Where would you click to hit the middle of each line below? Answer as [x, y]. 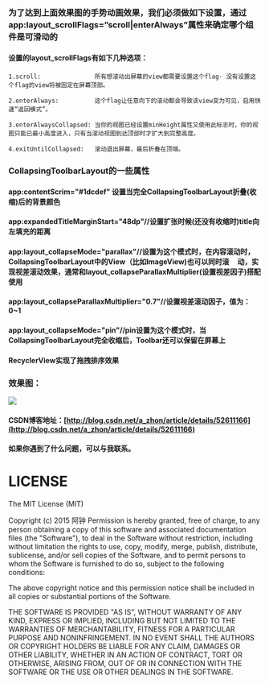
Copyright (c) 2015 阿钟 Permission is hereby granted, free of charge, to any [134, 520]
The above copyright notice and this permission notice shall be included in [131, 588]
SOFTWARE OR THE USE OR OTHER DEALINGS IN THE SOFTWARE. [121, 672]
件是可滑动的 [33, 36]
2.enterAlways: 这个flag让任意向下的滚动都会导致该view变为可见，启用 [132, 101]
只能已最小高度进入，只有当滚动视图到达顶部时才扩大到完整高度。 [107, 134]
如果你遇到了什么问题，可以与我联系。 [71, 449]
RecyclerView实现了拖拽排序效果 [63, 360]
